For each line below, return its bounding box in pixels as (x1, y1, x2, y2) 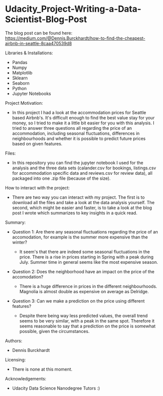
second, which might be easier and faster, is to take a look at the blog (12, 205, 152, 210)
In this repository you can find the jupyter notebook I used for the (12, 160, 143, 165)
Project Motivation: (5, 100, 43, 106)
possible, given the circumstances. (19, 328, 90, 334)
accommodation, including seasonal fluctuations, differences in (12, 130, 140, 136)
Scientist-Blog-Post (5, 14, 87, 25)
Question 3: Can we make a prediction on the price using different (12, 298, 145, 304)
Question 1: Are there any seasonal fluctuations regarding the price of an (12, 229, 159, 234)
